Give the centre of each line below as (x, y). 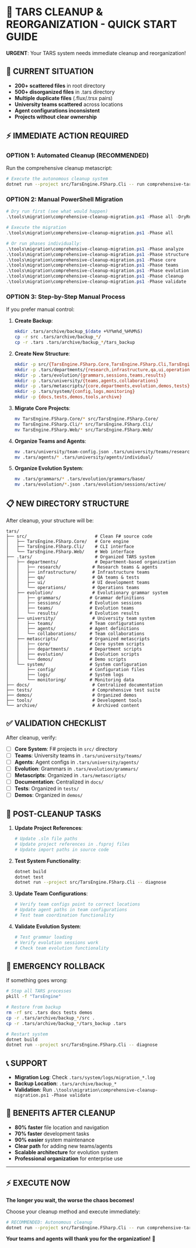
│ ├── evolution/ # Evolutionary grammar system (87, 593)
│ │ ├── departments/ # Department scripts (74, 649)
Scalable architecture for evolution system (66, 1152)
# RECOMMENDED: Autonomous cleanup (49, 1222)
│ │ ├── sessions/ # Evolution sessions (74, 603)
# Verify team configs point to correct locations (77, 904)
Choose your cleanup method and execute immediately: (73, 1211)
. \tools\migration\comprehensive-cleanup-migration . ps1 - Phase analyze (95, 249)
